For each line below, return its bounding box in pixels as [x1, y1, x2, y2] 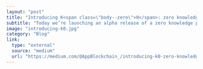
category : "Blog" [6, 31, 50, 37]
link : [6, 37, 20, 43]
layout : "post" [6, 8, 45, 15]
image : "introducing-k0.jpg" [6, 25, 80, 32]
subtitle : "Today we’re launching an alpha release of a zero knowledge [6, 20, 193, 26]
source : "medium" [11, 48, 56, 54]
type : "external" [11, 43, 56, 49]
